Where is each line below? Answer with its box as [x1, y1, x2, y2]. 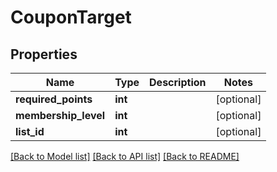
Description [149, 76, 207, 89]
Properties [10, 46, 78, 63]
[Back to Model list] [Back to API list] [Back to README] [10, 151, 240, 162]
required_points [15, 92, 93, 106]
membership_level [15, 109, 106, 122]
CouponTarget [10, 6, 132, 29]
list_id [15, 125, 45, 138]
